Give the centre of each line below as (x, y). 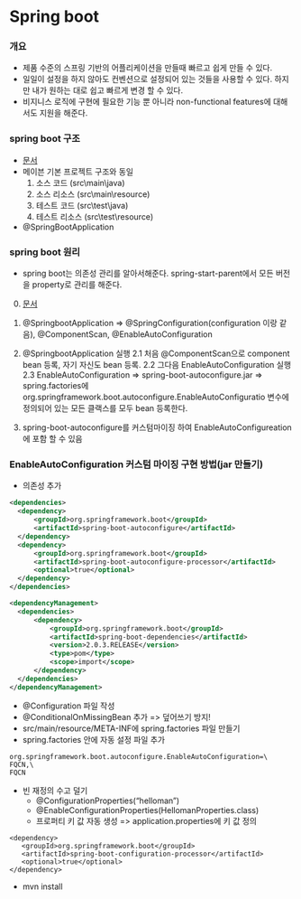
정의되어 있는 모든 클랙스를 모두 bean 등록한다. (105, 408)
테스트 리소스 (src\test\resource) (95, 216)
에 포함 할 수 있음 (52, 439)
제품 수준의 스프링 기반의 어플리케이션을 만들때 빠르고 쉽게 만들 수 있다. (147, 68)
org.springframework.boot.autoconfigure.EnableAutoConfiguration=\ (139, 756)
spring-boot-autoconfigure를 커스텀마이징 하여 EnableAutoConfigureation (157, 427)
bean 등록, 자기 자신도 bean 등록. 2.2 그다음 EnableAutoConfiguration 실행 (156, 365)
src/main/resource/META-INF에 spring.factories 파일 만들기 (131, 728)
